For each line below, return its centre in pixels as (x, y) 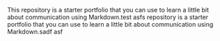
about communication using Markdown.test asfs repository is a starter (108, 17)
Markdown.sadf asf (35, 31)
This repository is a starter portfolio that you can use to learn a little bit (108, 10)
